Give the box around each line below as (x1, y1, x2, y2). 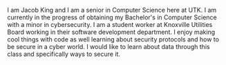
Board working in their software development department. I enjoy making (7, 28, 216, 36)
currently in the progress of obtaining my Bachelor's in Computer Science (7, 13, 218, 21)
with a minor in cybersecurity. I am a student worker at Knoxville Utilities (7, 21, 213, 28)
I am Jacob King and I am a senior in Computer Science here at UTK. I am (7, 6, 217, 14)
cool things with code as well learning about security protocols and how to (7, 35, 220, 44)
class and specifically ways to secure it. (7, 50, 121, 58)
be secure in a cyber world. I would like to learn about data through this (7, 43, 210, 50)
